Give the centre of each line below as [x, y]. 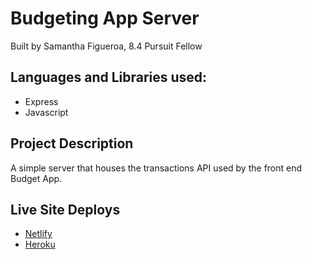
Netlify [38, 234]
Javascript [46, 112]
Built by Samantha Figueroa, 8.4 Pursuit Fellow [106, 46]
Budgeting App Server [105, 18]
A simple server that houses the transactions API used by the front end [156, 168]
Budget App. [36, 178]
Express [41, 101]
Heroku [40, 244]
